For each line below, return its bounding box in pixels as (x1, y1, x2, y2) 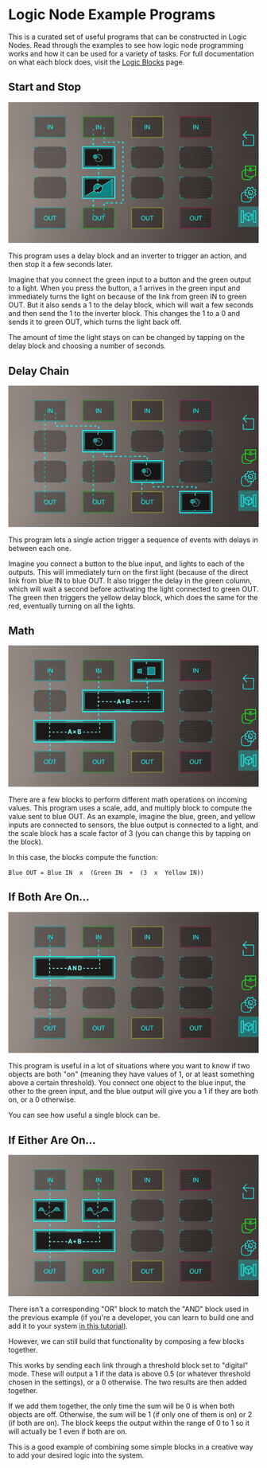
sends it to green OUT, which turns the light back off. (8, 317, 182, 327)
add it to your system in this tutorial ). (8, 1321, 129, 1330)
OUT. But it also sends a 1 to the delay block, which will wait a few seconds (8, 300, 254, 310)
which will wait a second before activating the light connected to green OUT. (8, 584, 259, 594)
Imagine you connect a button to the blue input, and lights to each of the (8, 559, 245, 568)
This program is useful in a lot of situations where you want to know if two (8, 1061, 250, 1071)
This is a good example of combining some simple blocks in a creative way (8, 1442, 253, 1451)
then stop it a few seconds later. (8, 260, 114, 269)
